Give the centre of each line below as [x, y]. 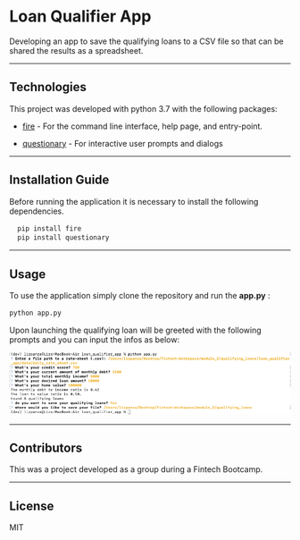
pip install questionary [63, 238]
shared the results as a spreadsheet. [76, 50]
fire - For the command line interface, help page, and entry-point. [142, 126]
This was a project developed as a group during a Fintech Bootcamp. [136, 469]
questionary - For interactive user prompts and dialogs [122, 143]
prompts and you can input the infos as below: [95, 340]
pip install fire [50, 228]
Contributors [46, 448]
